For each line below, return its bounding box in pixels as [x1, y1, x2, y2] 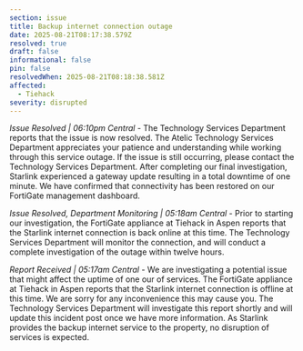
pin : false [9, 65, 51, 74]
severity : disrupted [9, 97, 88, 107]
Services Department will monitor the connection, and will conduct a [9, 237, 267, 248]
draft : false [9, 47, 59, 56]
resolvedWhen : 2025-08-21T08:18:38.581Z [9, 73, 166, 82]
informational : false [9, 55, 92, 65]
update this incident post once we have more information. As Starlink [9, 313, 268, 324]
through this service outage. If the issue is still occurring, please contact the [9, 152, 295, 163]
